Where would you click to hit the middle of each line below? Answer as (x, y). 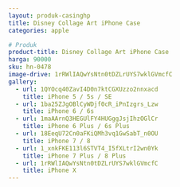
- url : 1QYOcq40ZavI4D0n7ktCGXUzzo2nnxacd (87, 89)
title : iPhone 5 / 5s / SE (67, 96)
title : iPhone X (50, 171)
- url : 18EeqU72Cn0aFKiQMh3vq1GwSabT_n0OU (87, 134)
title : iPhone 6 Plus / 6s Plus (76, 127)
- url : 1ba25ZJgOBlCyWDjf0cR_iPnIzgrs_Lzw (87, 104)
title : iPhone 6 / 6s (58, 111)
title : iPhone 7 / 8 (57, 141)
